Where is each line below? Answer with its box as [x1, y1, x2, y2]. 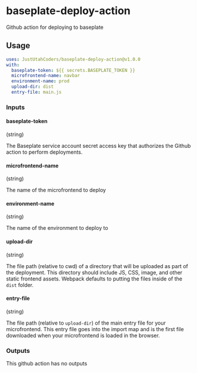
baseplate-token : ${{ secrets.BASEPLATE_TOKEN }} [11, 67, 135, 73]
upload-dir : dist [11, 84, 54, 90]
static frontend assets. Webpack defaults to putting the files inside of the [6, 275, 182, 282]
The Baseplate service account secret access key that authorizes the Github [6, 143, 191, 149]
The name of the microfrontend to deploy [6, 187, 106, 194]
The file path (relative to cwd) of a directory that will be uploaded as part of [6, 262, 188, 269]
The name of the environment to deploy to [6, 225, 109, 232]
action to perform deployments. [6, 148, 83, 156]
